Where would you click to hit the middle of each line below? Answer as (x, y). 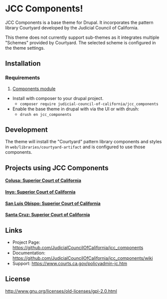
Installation (23, 63)
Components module (34, 89)
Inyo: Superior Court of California (40, 192)
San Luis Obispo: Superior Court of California (53, 203)
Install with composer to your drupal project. (58, 98)
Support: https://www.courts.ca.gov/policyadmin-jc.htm (70, 264)
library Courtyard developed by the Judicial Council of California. (72, 27)
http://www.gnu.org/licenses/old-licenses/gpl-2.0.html (61, 291)
